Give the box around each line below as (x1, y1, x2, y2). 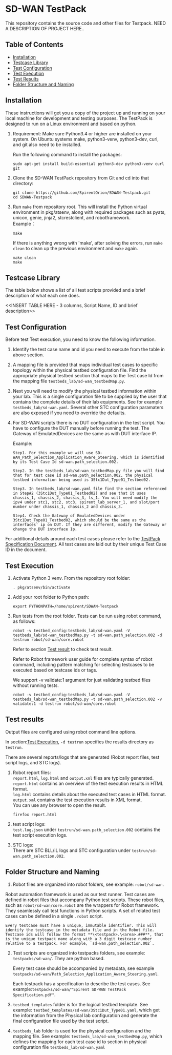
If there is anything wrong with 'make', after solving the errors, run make (12, 239, 163, 246)
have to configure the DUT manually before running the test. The (12, 425, 149, 431)
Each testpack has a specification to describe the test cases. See (12, 980, 151, 987)
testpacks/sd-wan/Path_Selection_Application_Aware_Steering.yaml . (12, 970, 159, 977)
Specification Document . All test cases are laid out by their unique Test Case (5, 541, 167, 547)
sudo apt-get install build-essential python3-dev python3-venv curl (12, 161, 165, 167)
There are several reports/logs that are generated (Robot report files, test (5, 754, 160, 760)
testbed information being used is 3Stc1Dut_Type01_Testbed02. (12, 477, 151, 482)
